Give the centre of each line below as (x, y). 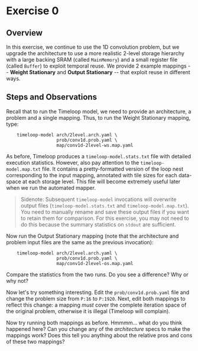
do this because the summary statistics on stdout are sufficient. (98, 224)
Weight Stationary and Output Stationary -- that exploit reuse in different (100, 72)
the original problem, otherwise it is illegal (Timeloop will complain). (88, 311)
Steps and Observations (52, 97)
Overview (25, 33)
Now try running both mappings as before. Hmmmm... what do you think (94, 323)
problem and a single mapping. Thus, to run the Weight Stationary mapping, (98, 117)
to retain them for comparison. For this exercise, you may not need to (105, 218)
